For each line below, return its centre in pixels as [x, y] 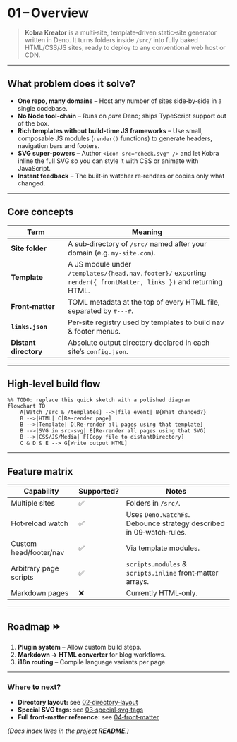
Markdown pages [40, 593]
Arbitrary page [35, 568]
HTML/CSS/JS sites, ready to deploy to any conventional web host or [125, 47]
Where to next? [34, 687]
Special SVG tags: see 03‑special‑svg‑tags [80, 710]
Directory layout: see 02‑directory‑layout [78, 703]
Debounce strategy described [175, 523]
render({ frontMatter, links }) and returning [146, 281]
